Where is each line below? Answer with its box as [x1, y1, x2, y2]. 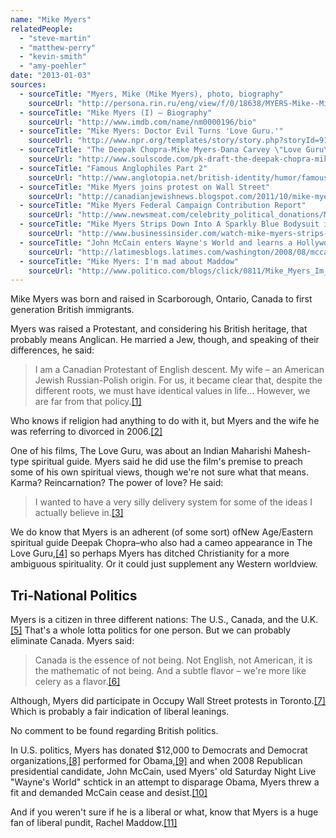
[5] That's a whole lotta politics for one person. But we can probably [10, 624, 292, 636]
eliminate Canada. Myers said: [10, 635, 135, 647]
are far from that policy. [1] [34, 396, 142, 408]
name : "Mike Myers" [10, 14, 92, 25]
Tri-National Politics [10, 587, 138, 604]
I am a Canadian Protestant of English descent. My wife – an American [34, 364, 325, 376]
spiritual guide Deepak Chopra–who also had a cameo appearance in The [10, 537, 313, 549]
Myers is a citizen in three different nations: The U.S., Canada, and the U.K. [10, 614, 319, 626]
